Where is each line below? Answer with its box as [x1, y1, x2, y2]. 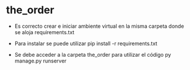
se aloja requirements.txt [14, 28, 75, 35]
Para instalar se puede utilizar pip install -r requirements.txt [14, 40, 158, 47]
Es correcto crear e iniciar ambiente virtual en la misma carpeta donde [14, 23, 184, 30]
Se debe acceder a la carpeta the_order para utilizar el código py [14, 51, 171, 58]
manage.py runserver [14, 57, 67, 64]
